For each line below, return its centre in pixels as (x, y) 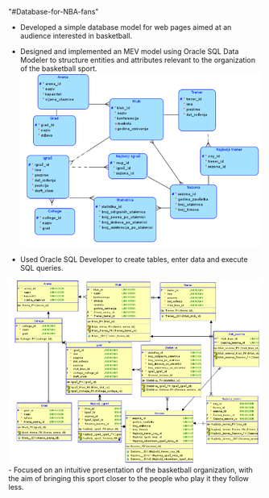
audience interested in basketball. (76, 36)
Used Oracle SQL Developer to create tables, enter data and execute (134, 259)
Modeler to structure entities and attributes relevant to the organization (138, 60)
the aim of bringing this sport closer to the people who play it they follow (129, 478)
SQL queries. (41, 268)
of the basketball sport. (59, 68)
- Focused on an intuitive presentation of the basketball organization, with (131, 470)
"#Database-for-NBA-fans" (54, 12)
